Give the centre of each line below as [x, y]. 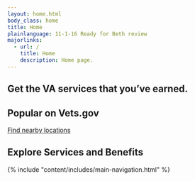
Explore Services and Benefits [76, 152]
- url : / [27, 47]
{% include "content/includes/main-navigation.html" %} [89, 169]
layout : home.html [34, 14]
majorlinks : [25, 40]
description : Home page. [57, 60]
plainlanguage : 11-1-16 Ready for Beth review [77, 34]
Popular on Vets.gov [53, 113]
